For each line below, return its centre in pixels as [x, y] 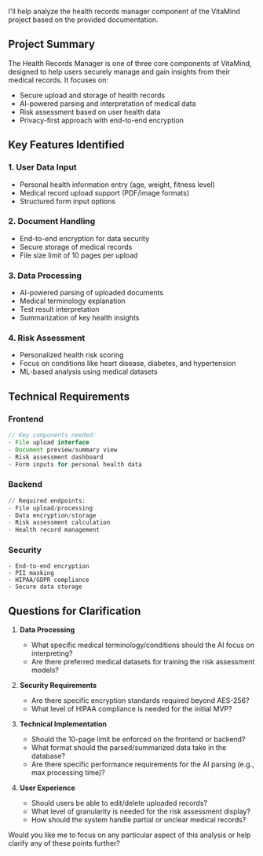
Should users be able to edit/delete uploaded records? [119, 803]
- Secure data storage [45, 587]
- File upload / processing [50, 508]
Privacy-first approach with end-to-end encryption [102, 120]
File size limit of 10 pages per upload [79, 255]
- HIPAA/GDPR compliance [49, 580]
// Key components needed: [52, 435]
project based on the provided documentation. [83, 20]
